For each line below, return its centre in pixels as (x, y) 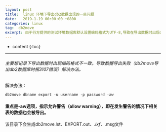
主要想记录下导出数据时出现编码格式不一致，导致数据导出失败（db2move (80, 63)
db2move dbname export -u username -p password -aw (59, 95)
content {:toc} (26, 47)
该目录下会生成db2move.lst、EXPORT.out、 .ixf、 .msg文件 (64, 124)
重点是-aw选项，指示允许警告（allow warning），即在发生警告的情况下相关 (81, 106)
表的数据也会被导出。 (27, 112)
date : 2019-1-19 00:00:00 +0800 (41, 19)
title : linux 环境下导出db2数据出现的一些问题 (50, 14)
